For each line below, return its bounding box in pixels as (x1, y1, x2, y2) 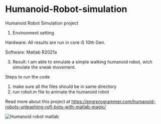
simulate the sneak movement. (12, 64, 76, 70)
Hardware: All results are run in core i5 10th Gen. (5, 39, 105, 45)
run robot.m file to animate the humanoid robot (12, 88, 109, 94)
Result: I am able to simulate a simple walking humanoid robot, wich (12, 58, 152, 64)
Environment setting (12, 29, 54, 35)
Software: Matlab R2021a (5, 49, 57, 55)
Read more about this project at (5, 98, 70, 104)
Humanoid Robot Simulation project (5, 20, 79, 26)
